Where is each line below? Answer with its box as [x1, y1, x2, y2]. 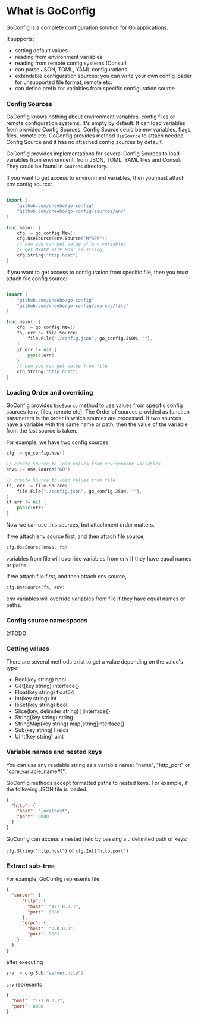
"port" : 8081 [27, 931, 60, 937]
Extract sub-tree [6, 862, 55, 870]
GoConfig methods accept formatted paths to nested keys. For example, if [6, 779, 188, 786]
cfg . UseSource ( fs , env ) [6, 584, 65, 590]
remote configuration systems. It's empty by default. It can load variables [6, 120, 186, 127]
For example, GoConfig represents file [6, 875, 100, 883]
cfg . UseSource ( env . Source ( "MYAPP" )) [17, 236, 108, 242]
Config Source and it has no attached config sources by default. [6, 139, 164, 146]
